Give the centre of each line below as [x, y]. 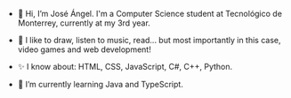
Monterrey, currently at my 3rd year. [84, 23]
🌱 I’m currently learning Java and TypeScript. [101, 84]
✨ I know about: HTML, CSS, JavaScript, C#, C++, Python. [125, 67]
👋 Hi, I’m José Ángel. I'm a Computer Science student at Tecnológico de [150, 14]
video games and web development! [84, 49]
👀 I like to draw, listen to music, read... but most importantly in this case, [150, 40]
